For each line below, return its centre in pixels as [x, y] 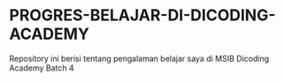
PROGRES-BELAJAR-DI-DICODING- [142, 15]
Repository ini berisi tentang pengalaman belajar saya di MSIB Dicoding [139, 58]
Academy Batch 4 [42, 68]
